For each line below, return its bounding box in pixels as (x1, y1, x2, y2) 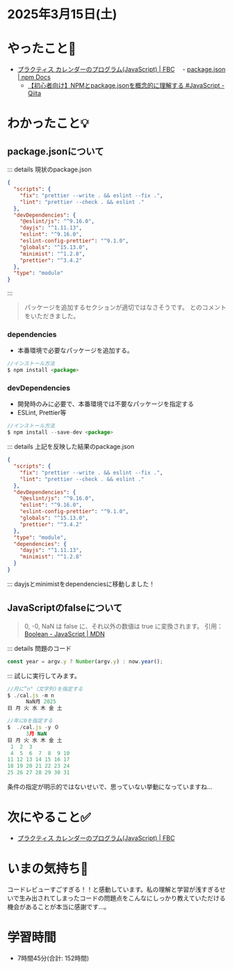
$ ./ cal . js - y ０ (7, 724, 60, 731)
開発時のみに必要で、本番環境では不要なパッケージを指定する (17, 400, 194, 408)
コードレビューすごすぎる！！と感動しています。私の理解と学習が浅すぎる (7, 885, 220, 893)
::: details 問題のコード (7, 644, 72, 652)
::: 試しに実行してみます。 (7, 671, 81, 679)
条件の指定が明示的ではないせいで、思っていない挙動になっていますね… (7, 782, 213, 791)
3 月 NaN (25, 730, 47, 737)
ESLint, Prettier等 (17, 409, 67, 417)
